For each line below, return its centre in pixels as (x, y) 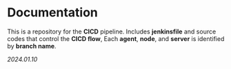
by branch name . (32, 46)
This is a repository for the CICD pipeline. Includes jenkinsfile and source (112, 31)
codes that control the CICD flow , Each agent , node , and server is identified (116, 38)
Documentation (53, 13)
